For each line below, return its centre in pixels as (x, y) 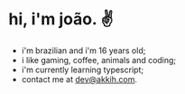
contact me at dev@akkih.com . (79, 79)
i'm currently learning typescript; (83, 70)
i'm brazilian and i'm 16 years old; (83, 50)
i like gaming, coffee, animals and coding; (99, 60)
